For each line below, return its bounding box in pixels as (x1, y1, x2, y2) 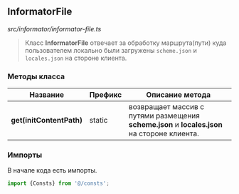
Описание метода (146, 90, 211, 100)
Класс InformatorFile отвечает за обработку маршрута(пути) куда (24, 39, 227, 47)
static (89, 116, 108, 126)
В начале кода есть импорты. (7, 166, 97, 175)
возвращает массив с (128, 102, 205, 112)
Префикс (89, 90, 122, 100)
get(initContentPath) (11, 116, 83, 126)
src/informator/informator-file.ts (7, 24, 102, 33)
